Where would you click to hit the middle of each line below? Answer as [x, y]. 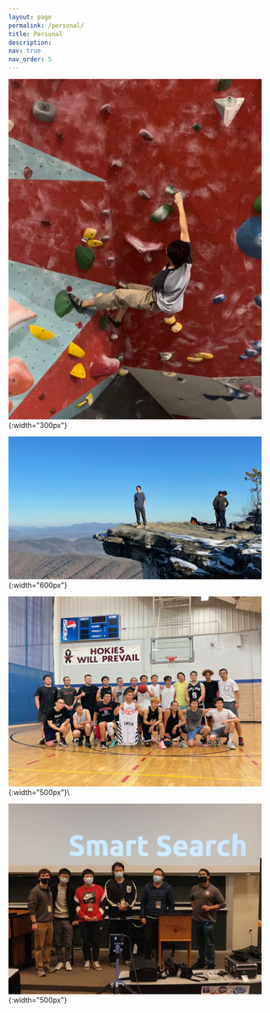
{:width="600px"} [38, 585]
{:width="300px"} [38, 426]
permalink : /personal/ [46, 25]
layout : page [30, 17]
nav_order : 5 [30, 60]
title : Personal [35, 34]
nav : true [25, 51]
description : [30, 43]
